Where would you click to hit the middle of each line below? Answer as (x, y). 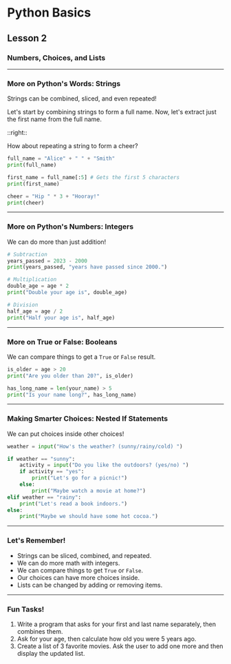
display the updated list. (51, 653)
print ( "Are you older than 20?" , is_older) (70, 376)
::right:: (17, 133)
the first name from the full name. (54, 119)
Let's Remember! (36, 541)
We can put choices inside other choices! (66, 434)
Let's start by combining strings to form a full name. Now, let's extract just (112, 112)
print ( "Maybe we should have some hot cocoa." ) (89, 517)
